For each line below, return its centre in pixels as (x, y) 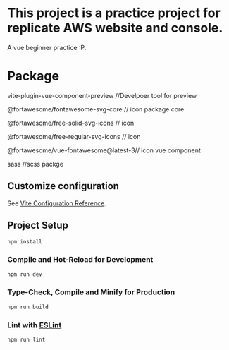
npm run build (28, 307)
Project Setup (38, 225)
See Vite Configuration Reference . (57, 203)
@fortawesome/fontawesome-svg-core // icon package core (96, 109)
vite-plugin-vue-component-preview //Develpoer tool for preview (102, 95)
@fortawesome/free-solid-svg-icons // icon (71, 123)
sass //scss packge (35, 164)
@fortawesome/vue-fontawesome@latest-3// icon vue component (104, 150)
